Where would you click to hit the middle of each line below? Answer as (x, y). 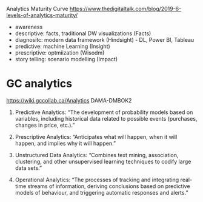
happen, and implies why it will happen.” (65, 143)
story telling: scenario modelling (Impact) (66, 59)
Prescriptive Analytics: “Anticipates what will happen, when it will (96, 136)
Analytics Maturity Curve (37, 9)
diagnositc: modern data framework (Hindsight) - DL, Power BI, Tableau (105, 40)
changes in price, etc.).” (45, 125)
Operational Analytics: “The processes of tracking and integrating (97, 180)
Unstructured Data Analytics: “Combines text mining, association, (97, 155)
